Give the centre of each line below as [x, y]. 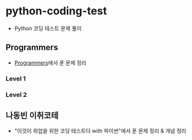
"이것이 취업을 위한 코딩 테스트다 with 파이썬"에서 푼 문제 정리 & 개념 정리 [100, 131]
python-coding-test [56, 11]
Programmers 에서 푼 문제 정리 [50, 63]
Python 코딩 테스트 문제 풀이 [48, 28]
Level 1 [16, 78]
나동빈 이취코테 [32, 115]
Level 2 [16, 95]
